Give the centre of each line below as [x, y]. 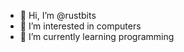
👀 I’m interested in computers [80, 26]
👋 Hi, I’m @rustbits [58, 15]
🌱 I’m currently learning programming [97, 36]
